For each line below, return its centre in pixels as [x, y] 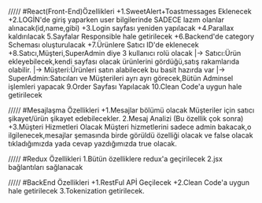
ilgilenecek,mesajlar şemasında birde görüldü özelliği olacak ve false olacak [131, 135]
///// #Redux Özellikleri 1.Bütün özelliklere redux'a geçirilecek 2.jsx [115, 159]
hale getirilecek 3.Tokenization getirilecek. [77, 191]
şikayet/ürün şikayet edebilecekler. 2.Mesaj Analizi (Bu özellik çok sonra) [126, 118]
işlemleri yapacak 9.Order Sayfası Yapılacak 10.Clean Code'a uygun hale [125, 87]
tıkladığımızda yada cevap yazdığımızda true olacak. [92, 144]
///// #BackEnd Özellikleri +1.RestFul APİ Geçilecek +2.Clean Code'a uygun [129, 183]
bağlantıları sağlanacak [46, 167]
